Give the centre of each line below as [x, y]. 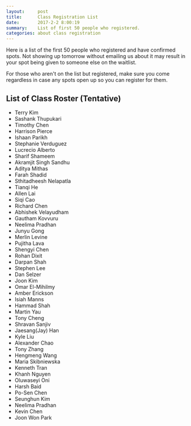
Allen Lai [25, 193]
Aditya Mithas [31, 168]
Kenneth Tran [31, 367]
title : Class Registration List [52, 17]
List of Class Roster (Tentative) [64, 98]
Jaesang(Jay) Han [37, 330]
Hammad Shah [33, 305]
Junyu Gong [29, 231]
